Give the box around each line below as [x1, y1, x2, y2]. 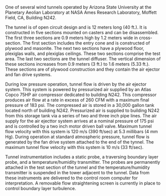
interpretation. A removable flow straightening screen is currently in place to [5, 180, 161, 186]
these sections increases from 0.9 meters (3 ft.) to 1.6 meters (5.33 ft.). [5, 61, 150, 67]
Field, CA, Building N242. [5, 15, 56, 20]
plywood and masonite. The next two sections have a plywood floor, [5, 46, 145, 51]
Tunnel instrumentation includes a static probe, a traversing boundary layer [5, 154, 159, 160]
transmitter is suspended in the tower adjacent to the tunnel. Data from [5, 170, 150, 175]
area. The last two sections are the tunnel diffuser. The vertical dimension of [5, 56, 161, 61]
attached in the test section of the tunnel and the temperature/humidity [5, 164, 150, 170]
